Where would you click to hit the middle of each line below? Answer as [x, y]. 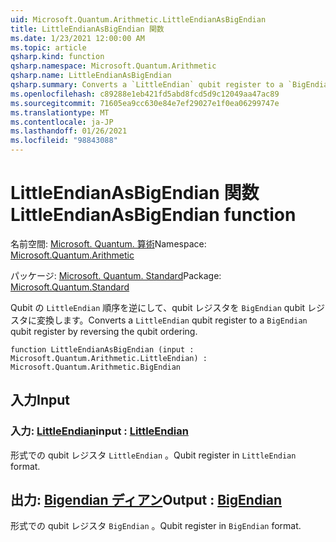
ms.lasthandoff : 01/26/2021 [69, 131]
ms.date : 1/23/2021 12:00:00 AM [77, 38]
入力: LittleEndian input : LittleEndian [99, 431]
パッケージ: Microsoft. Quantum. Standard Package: [116, 275]
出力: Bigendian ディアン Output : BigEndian [146, 500]
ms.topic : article [48, 47]
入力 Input [40, 400]
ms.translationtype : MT [60, 112]
